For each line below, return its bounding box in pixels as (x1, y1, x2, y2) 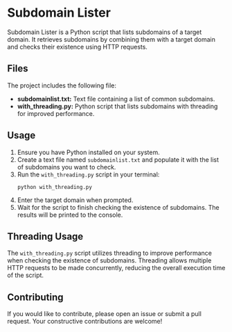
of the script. (7, 271, 44, 279)
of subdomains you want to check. (17, 163, 116, 171)
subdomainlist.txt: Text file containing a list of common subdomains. (17, 94, 215, 103)
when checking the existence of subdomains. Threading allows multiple (7, 256, 212, 265)
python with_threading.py (17, 183, 92, 190)
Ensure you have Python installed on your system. (17, 148, 161, 156)
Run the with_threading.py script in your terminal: (17, 170, 160, 179)
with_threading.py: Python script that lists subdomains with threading (17, 102, 218, 110)
